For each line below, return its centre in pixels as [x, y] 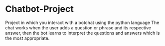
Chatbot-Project [39, 9]
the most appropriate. [27, 38]
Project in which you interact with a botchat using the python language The [82, 23]
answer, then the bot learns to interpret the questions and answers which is [82, 33]
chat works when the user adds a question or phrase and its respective [78, 27]
